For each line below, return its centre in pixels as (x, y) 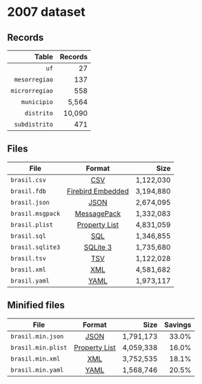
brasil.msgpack (36, 213)
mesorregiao (34, 80)
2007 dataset (46, 12)
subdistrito (34, 124)
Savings (178, 325)
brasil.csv (28, 180)
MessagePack (98, 213)
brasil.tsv (28, 258)
